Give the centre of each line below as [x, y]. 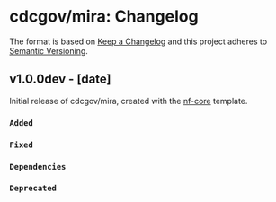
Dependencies [38, 167]
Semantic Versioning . [49, 50]
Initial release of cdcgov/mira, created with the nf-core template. [129, 101]
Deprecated [33, 189]
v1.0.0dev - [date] [60, 79]
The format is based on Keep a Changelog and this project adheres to [138, 41]
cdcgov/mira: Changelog [104, 17]
